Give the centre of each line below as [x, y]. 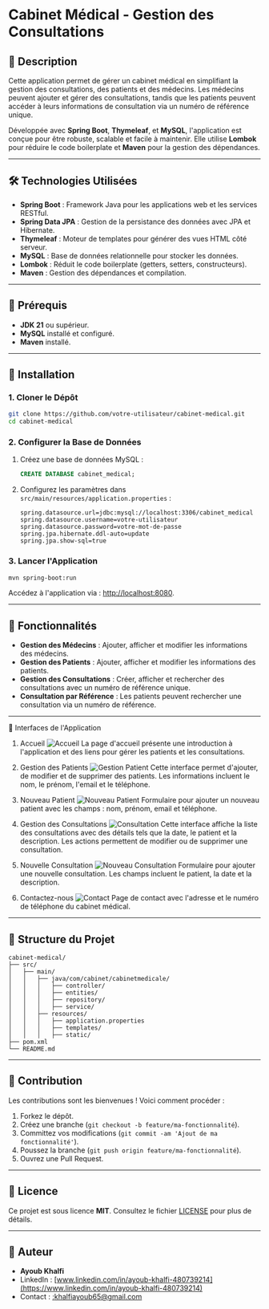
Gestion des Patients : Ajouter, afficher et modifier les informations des [138, 662]
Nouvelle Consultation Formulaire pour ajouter [138, 865]
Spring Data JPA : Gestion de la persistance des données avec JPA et [135, 222]
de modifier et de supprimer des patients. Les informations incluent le [135, 776]
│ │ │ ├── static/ [50, 1035]
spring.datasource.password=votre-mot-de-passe [100, 527]
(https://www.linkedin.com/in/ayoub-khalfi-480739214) [111, 1288]
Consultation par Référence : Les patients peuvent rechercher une [130, 697]
